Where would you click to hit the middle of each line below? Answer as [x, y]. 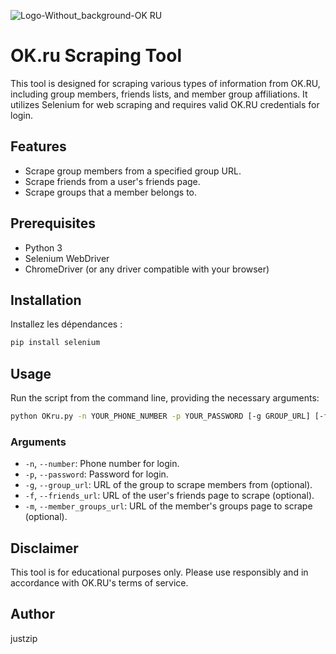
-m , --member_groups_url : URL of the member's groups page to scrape [168, 506]
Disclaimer [44, 548]
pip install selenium [55, 343]
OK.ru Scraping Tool [96, 56]
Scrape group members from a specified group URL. [133, 171]
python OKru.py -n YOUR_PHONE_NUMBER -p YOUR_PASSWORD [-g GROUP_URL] [160, 416]
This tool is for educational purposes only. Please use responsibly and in [159, 572]
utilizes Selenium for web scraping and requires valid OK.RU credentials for [165, 104]
